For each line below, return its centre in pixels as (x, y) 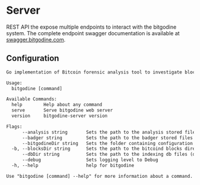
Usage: (14, 83)
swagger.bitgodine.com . (36, 39)
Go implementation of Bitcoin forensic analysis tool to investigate (94, 72)
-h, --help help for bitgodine (73, 165)
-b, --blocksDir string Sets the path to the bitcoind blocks (97, 149)
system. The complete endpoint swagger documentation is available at (93, 33)
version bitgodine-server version (60, 116)
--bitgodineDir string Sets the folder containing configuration (107, 143)
